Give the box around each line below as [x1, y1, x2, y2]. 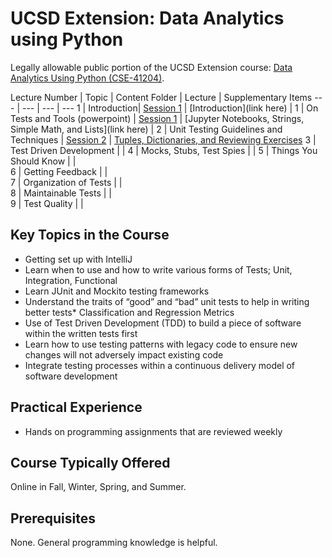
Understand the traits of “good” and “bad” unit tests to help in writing [24, 295, 310, 307]
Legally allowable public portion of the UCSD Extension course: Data [10, 61, 293, 73]
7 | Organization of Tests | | [10, 176, 123, 188]
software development [24, 370, 118, 382]
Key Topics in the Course [10, 227, 170, 244]
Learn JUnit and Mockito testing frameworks [24, 285, 210, 297]
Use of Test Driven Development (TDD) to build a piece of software [24, 317, 302, 329]
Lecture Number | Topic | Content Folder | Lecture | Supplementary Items [10, 91, 313, 103]
